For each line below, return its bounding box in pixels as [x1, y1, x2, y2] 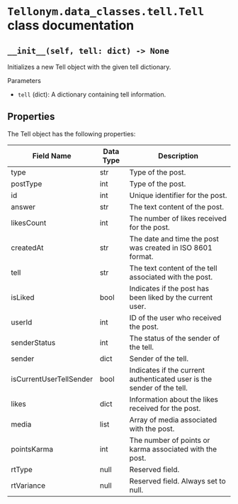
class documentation [7, 18, 135, 33]
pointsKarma [11, 444, 54, 454]
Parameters [7, 77, 41, 84]
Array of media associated [129, 415, 217, 424]
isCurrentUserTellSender [11, 374, 93, 384]
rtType [11, 464, 33, 474]
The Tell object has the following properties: [7, 129, 136, 138]
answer [11, 202, 36, 212]
